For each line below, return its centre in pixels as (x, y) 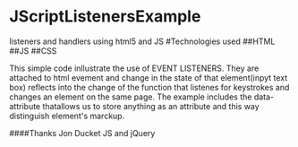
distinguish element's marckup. (67, 116)
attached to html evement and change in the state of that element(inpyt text (149, 77)
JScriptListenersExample (105, 17)
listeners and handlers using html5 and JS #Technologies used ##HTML (142, 41)
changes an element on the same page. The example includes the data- (142, 97)
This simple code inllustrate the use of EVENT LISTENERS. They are (134, 68)
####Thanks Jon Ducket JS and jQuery (82, 133)
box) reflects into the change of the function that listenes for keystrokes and (149, 87)
